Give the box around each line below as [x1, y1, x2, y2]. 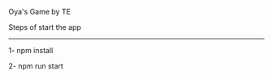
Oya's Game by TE [8, 7, 71, 16]
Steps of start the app [8, 23, 81, 31]
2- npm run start [8, 61, 63, 71]
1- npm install [8, 46, 54, 55]
